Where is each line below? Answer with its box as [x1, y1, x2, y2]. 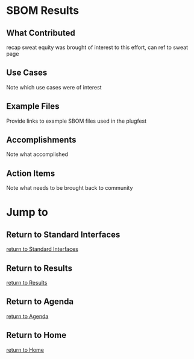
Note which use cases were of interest [6, 83, 102, 91]
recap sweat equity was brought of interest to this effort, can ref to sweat [6, 44, 189, 51]
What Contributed [6, 28, 75, 38]
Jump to [6, 205, 48, 219]
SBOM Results [6, 4, 80, 18]
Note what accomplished [6, 150, 68, 158]
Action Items [6, 168, 55, 178]
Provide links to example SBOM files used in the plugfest [6, 117, 147, 125]
